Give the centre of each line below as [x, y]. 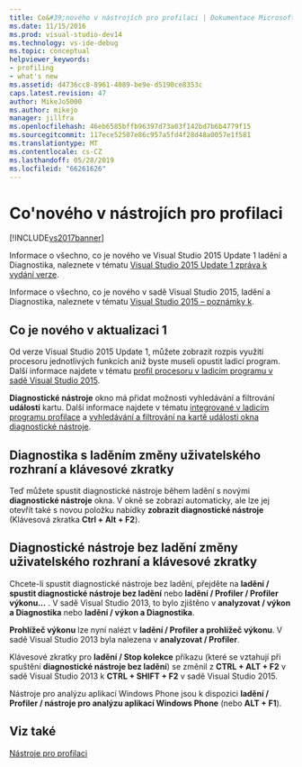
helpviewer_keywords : [50, 59]
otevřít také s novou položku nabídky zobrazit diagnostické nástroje [137, 509]
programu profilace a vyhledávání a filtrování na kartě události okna [134, 417]
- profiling [31, 68]
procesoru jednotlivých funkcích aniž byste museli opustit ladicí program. [145, 361]
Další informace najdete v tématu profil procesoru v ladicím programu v [141, 371]
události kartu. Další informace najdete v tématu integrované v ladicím [139, 407]
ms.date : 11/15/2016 [48, 26]
